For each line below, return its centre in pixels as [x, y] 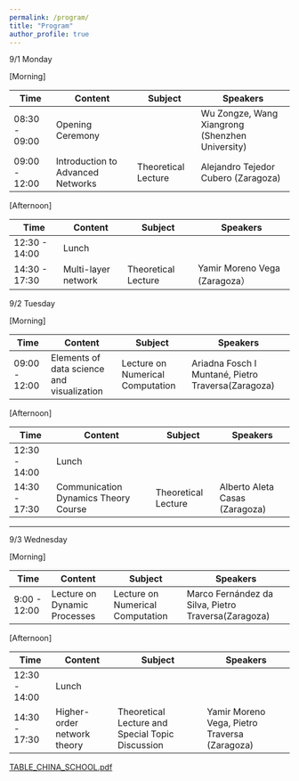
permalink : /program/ [49, 17]
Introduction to [87, 161]
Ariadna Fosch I [224, 363]
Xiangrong [222, 125]
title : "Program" [41, 26]
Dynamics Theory [93, 498]
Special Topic [145, 734]
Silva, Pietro [211, 605]
